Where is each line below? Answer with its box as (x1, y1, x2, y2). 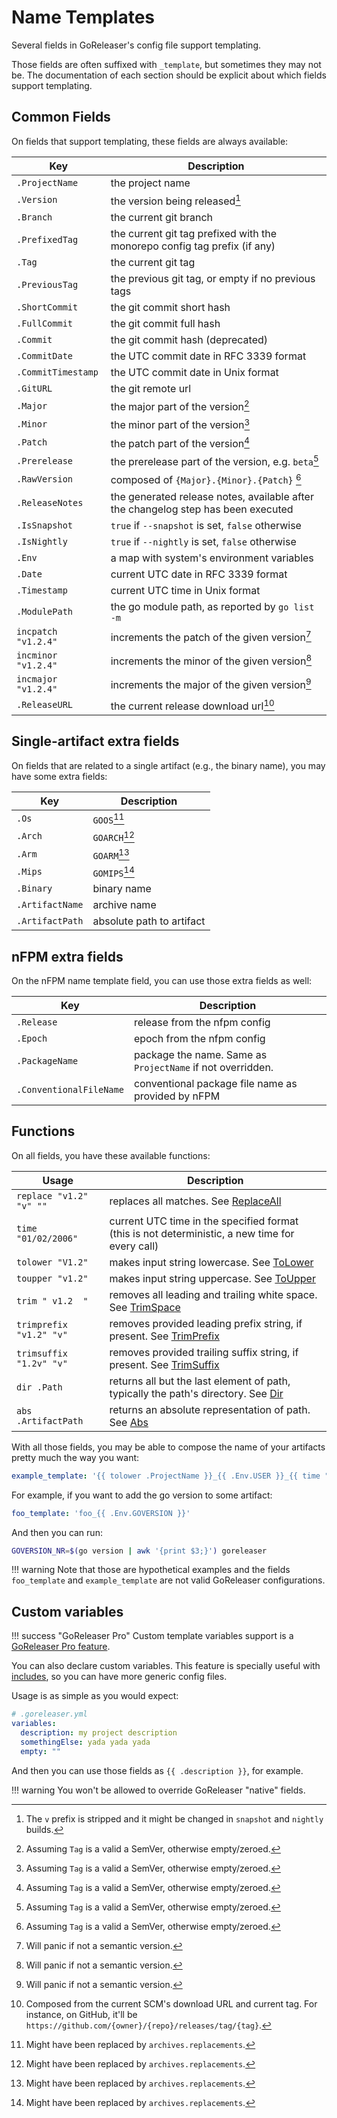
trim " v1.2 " (16, 1295, 89, 1306)
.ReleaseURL (16, 699, 74, 711)
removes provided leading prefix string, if (109, 1316, 303, 1330)
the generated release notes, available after (110, 489, 314, 503)
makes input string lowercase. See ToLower (109, 1255, 314, 1269)
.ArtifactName (16, 899, 84, 911)
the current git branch (110, 211, 214, 225)
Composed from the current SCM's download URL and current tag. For (25, 1997, 318, 2010)
